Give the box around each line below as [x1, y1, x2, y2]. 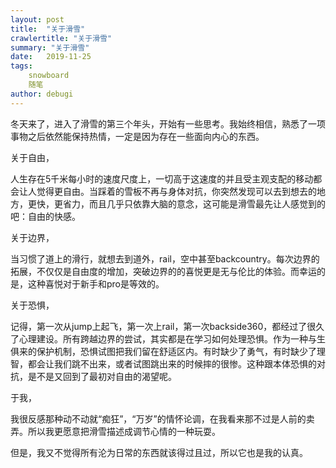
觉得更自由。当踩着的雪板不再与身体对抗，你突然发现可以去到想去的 [36, 185, 317, 197]
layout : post [10, 14, 65, 25]
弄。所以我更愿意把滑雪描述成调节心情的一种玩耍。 [10, 425, 221, 437]
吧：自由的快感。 [10, 210, 81, 222]
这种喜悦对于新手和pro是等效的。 [27, 277, 165, 290]
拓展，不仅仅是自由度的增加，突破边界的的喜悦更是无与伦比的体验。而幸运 [10, 265, 317, 277]
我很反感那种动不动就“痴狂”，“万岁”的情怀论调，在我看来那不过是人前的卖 [10, 412, 315, 425]
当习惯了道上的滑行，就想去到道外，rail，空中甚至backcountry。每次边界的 [10, 252, 320, 265]
